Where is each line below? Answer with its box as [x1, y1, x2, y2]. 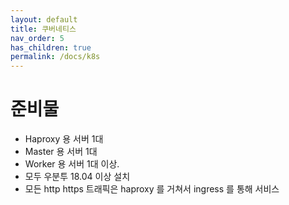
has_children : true [10, 42, 92, 53]
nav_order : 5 [10, 33, 65, 43]
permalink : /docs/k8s [10, 52, 101, 62]
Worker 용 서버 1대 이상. [24, 158, 120, 170]
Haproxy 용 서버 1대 [24, 133, 104, 145]
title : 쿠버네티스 [10, 24, 77, 34]
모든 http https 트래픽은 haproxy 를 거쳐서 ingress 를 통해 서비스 [24, 183, 280, 195]
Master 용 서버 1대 [24, 146, 98, 158]
